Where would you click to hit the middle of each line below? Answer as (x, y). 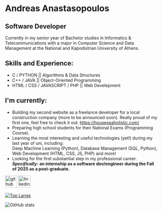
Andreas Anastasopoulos (57, 8)
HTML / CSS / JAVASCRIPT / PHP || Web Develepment (66, 85)
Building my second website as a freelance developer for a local (76, 112)
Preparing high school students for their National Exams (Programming (82, 128)
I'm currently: (26, 100)
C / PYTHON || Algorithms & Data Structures (56, 75)
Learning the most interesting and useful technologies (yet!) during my (82, 138)
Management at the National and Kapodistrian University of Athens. (72, 48)
